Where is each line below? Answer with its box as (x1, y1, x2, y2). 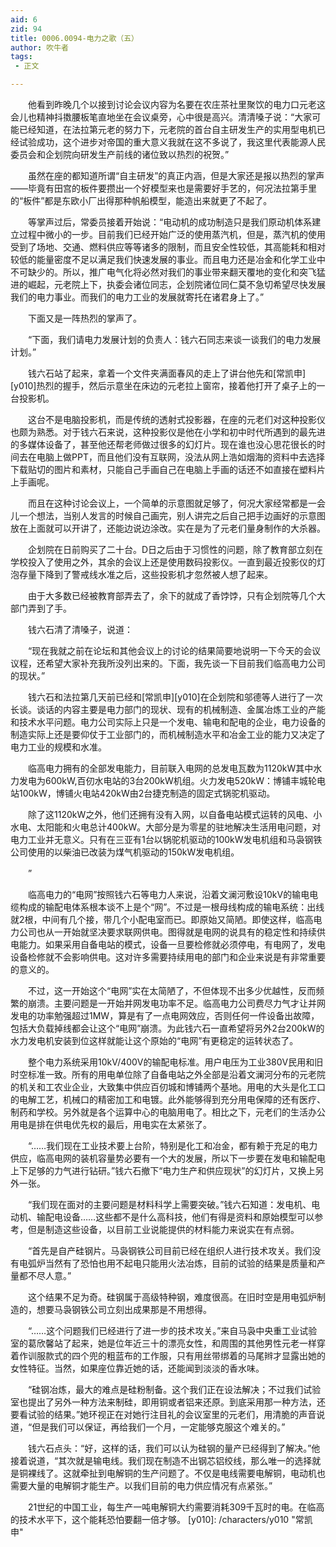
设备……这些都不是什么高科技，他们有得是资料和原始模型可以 (62, 1211, 315, 1223)
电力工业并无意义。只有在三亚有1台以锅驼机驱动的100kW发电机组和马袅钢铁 (10, 834, 323, 845)
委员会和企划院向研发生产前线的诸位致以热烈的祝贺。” (10, 149, 230, 160)
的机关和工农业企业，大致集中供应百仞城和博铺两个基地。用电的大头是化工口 (10, 1081, 326, 1093)
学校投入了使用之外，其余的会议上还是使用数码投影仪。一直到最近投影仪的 (10, 556, 317, 568)
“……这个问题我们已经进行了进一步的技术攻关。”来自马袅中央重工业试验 (27, 1325, 318, 1336)
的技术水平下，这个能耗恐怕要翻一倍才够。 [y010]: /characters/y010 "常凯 (10, 1514, 313, 1525)
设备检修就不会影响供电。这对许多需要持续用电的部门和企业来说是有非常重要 (10, 951, 326, 963)
